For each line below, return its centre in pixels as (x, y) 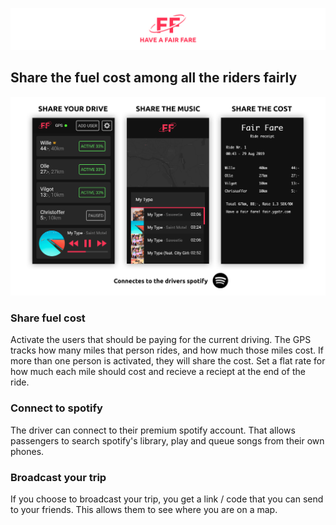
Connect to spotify (56, 408)
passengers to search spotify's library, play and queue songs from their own (167, 440)
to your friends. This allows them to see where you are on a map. (144, 510)
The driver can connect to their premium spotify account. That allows (153, 430)
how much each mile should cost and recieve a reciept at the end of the (158, 372)
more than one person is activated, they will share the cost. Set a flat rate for (168, 361)
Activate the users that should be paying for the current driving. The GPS (161, 340)
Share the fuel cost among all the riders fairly (154, 78)
